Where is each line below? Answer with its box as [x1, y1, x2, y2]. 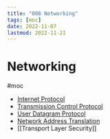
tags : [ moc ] [7, 17, 41, 23]
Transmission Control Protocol [16, 103, 103, 111]
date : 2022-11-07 [7, 23, 57, 30]
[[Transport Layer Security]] [16, 125, 97, 133]
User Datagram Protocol [16, 109, 86, 118]
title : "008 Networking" [7, 10, 78, 17]
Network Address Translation [16, 117, 100, 125]
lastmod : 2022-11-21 [7, 29, 67, 36]
